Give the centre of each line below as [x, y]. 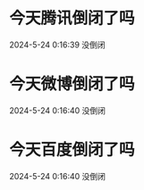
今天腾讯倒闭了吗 [72, 18]
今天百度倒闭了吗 [72, 150]
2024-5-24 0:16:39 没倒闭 [57, 45]
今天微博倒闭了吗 [72, 84]
